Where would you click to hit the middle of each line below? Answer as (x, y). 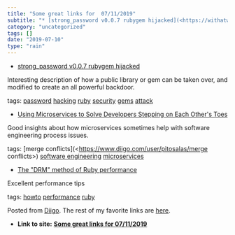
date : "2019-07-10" (36, 40)
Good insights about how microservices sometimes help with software (108, 128)
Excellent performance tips (46, 183)
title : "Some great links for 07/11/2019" (72, 14)
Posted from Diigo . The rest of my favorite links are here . (89, 210)
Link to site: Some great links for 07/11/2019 (82, 224)
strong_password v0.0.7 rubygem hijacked (79, 66)
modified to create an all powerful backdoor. (71, 87)
